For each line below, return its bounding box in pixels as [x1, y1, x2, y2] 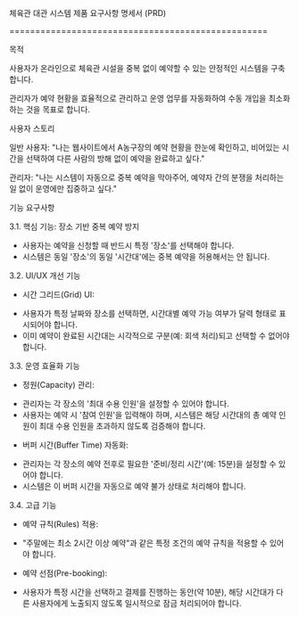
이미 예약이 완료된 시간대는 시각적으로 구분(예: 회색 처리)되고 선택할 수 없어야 [21, 331, 290, 341]
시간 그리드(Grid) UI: [21, 289, 96, 300]
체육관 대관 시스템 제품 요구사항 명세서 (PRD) [9, 8, 167, 18]
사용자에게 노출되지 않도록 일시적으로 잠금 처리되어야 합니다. [31, 598, 243, 608]
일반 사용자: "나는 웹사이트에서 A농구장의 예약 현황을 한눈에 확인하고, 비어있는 [9, 142, 280, 152]
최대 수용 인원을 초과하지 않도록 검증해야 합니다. [38, 421, 206, 431]
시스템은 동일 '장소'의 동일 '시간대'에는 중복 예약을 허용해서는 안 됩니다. [21, 251, 270, 261]
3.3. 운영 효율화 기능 [9, 360, 80, 371]
